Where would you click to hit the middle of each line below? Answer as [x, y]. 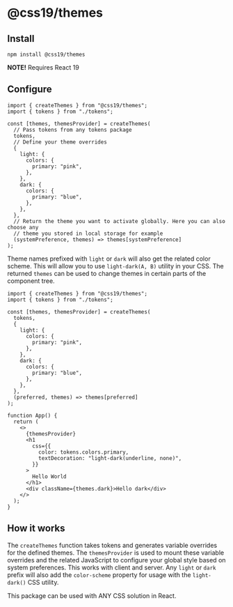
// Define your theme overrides [61, 142]
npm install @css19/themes [46, 54]
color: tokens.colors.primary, [83, 452]
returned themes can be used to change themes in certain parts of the [107, 273]
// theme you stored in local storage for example [88, 233]
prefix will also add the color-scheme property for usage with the [99, 575]
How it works [36, 529]
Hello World [50, 476]
